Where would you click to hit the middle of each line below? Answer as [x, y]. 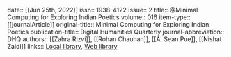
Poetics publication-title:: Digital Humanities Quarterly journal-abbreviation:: [116, 32]
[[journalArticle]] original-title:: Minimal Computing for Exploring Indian [108, 24]
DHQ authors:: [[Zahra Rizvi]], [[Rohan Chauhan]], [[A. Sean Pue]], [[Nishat [114, 39]
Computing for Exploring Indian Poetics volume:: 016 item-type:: [99, 17]
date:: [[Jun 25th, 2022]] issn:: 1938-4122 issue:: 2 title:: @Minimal [103, 10]
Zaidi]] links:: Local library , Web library [62, 46]
